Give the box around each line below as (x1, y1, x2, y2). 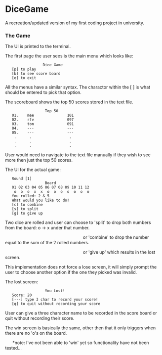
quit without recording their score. (5, 315, 75, 321)
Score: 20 (11, 293, 32, 298)
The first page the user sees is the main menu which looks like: (5, 53, 133, 59)
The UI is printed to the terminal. (5, 44, 71, 49)
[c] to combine (11, 202, 43, 207)
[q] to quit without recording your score (11, 302, 100, 307)
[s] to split (11, 207, 39, 212)
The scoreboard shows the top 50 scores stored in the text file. (5, 99, 133, 105)
